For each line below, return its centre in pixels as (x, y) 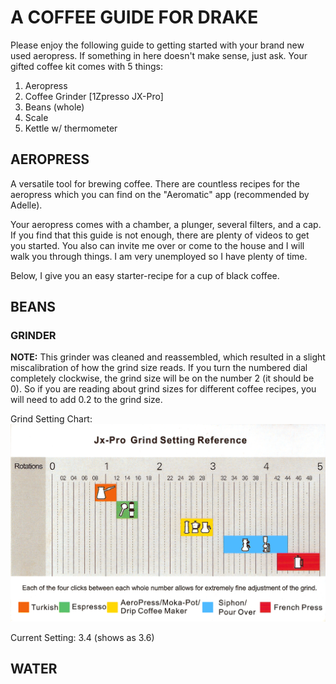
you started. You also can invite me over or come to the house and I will (157, 245)
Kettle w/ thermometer (71, 128)
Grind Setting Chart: (51, 419)
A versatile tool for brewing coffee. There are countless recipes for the (155, 183)
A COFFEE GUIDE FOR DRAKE (134, 17)
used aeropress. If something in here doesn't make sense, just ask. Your (159, 55)
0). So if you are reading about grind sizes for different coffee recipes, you (163, 389)
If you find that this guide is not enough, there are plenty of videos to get (160, 235)
